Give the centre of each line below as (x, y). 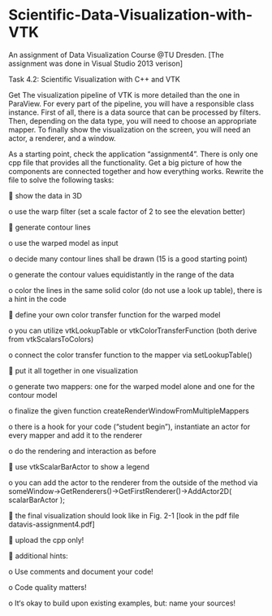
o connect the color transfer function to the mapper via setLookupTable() (131, 355)
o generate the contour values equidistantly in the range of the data (121, 274)
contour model (33, 395)
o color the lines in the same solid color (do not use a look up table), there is (135, 290)
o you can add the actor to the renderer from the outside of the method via (133, 483)
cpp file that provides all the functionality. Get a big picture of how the (125, 162)
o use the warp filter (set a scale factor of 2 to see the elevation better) (127, 211)
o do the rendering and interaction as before (82, 451)
